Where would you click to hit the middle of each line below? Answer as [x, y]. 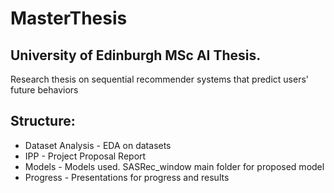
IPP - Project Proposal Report [85, 156]
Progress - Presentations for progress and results [127, 177]
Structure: [43, 121]
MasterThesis [69, 18]
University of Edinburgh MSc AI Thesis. [136, 55]
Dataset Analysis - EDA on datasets [98, 145]
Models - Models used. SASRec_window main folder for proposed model [174, 166]
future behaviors [44, 90]
